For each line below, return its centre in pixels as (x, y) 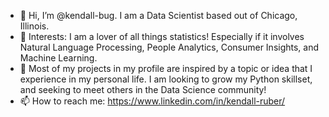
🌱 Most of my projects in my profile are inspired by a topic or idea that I (166, 68)
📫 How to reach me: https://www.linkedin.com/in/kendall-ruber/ (152, 101)
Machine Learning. (58, 58)
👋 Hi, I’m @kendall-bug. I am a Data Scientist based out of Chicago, (158, 15)
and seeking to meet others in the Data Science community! (143, 89)
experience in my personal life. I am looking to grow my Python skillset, (166, 79)
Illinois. (34, 26)
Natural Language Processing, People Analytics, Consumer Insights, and (169, 47)
